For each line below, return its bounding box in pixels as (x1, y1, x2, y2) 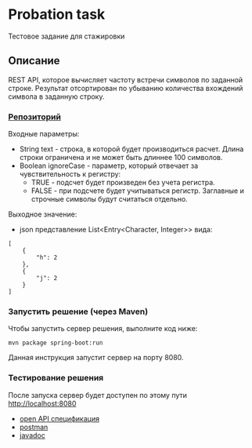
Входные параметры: (8, 129, 80, 139)
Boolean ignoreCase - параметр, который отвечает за (19, 161, 199, 170)
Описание (8, 54, 60, 67)
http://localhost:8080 (8, 399, 77, 408)
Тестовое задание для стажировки (8, 31, 125, 41)
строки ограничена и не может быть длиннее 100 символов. (19, 153, 223, 162)
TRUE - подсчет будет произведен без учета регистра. (31, 178, 215, 188)
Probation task (8, 5, 106, 24)
